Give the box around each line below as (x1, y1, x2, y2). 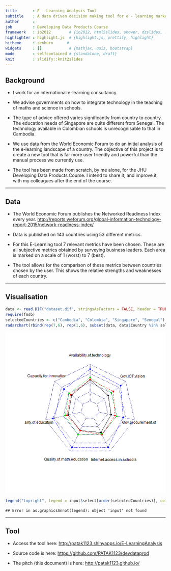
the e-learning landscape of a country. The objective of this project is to (12, 146, 164, 152)
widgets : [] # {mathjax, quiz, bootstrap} (5, 46, 133, 51)
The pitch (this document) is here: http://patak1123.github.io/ (12, 560, 140, 566)
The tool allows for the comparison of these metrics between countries (12, 262, 162, 268)
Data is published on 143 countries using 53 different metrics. (12, 232, 142, 238)
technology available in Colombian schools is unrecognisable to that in (12, 125, 161, 132)
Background (5, 76, 45, 85)
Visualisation (5, 292, 48, 301)
